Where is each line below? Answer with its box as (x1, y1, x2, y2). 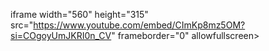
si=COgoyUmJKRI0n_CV (10, 30, 112, 41)
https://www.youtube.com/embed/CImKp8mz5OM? (33, 19, 246, 31)
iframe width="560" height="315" (10, 9, 149, 20)
